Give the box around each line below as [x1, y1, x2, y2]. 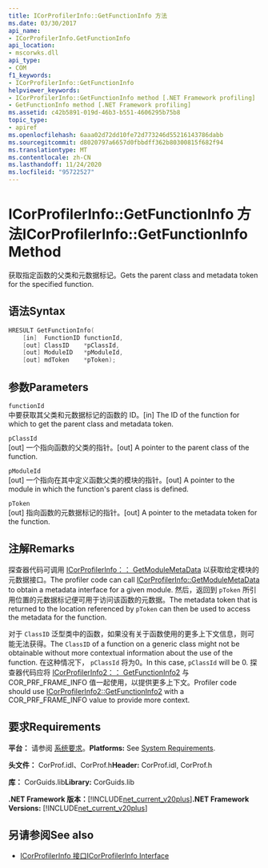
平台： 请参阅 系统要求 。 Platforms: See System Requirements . [8, 743, 216, 753]
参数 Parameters [8, 380, 89, 394]
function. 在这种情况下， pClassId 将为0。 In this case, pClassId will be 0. [8, 657, 249, 667]
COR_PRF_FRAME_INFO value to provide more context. [8, 695, 190, 704]
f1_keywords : [8, 71, 52, 79]
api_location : [8, 42, 56, 50]
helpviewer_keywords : [8, 86, 81, 95]
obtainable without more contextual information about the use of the [8, 648, 234, 657]
